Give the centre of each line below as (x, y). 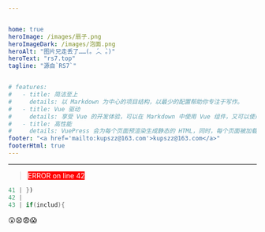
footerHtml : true (37, 146)
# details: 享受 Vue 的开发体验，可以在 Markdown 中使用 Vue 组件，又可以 (129, 116)
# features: (28, 88)
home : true (26, 29)
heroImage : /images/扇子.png (55, 36)
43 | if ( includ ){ (37, 205)
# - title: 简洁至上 (43, 95)
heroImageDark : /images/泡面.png (62, 44)
